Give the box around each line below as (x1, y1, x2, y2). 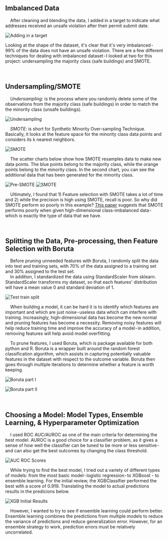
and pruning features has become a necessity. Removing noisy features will (5, 320, 161, 326)
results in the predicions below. (5, 488, 70, 494)
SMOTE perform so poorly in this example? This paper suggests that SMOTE (5, 202, 163, 208)
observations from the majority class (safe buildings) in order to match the (5, 101, 159, 107)
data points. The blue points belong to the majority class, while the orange (5, 161, 159, 167)
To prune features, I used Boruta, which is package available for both (10, 340, 153, 346)
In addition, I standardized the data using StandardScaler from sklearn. (10, 274, 156, 280)
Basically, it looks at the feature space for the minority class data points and (5, 131, 162, 137)
